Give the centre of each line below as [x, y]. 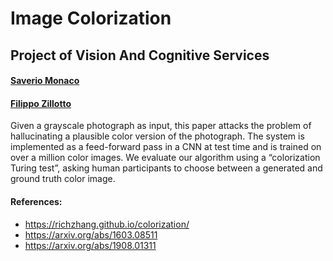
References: [36, 201]
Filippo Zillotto [41, 103]
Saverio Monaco [45, 81]
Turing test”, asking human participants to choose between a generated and [166, 168]
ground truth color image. [63, 179]
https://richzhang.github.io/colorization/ [107, 224]
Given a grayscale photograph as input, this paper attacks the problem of [161, 126]
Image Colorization [91, 18]
